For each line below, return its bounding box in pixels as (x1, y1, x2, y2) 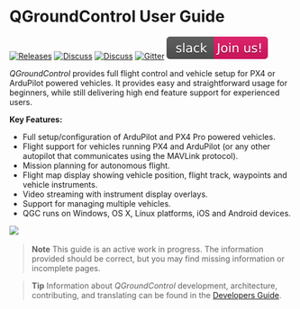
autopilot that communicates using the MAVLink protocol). (22, 150, 239, 161)
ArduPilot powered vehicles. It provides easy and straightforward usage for (9, 77, 288, 88)
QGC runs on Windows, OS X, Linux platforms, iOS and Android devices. (22, 207, 291, 218)
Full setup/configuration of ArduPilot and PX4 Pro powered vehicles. (22, 131, 277, 142)
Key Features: (9, 114, 63, 125)
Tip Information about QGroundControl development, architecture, (31, 280, 277, 291)
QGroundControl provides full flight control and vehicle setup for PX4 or (9, 67, 277, 78)
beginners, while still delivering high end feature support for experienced (9, 87, 280, 98)
